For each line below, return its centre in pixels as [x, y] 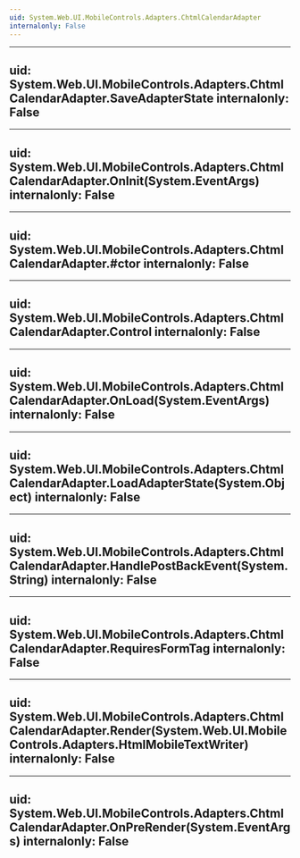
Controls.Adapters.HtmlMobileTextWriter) [129, 745]
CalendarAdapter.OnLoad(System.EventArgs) [140, 401]
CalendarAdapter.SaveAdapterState [112, 98]
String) [29, 580]
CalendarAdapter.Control [81, 332]
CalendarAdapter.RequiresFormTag [110, 648]
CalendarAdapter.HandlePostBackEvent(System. [149, 565]
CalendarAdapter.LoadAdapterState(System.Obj [147, 483]
